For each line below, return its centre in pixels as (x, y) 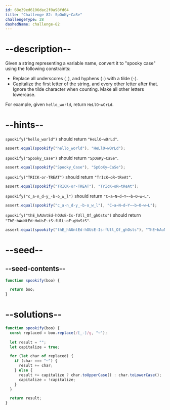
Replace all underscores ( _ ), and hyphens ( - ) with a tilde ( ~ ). (75, 79)
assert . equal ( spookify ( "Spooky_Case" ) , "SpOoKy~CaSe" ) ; (65, 167)
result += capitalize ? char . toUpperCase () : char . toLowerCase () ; (90, 375)
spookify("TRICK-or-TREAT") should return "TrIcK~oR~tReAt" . (69, 177)
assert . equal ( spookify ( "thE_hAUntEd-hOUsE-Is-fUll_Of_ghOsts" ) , (74, 230)
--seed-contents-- (35, 269)
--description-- (38, 49)
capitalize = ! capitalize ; (47, 380)
